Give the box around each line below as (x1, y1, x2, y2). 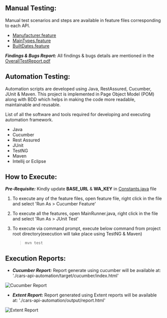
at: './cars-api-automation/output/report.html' (12, 297, 106, 303)
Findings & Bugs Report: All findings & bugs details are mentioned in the (5, 52, 155, 58)
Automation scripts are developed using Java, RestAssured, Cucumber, (5, 85, 152, 91)
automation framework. (5, 116, 53, 122)
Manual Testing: (5, 4, 57, 12)
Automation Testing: (5, 72, 71, 81)
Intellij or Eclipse (12, 158, 46, 164)
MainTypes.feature (12, 37, 51, 43)
